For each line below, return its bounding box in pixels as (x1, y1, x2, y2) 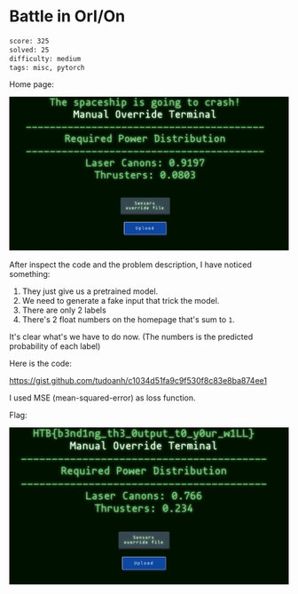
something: (9, 268, 51, 279)
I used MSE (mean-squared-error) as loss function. (9, 392, 197, 403)
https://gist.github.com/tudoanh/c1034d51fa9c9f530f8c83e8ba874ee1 (9, 375, 268, 385)
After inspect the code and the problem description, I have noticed (9, 259, 253, 270)
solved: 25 (9, 45, 50, 54)
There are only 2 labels (21, 305, 106, 315)
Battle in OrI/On (9, 6, 126, 27)
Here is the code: (9, 358, 73, 368)
